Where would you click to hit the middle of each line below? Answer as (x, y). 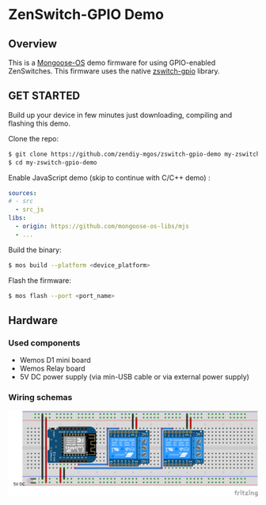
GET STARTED (44, 96)
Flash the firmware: (40, 280)
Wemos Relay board (52, 368)
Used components (44, 343)
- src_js (30, 210)
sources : (23, 193)
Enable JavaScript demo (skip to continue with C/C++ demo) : (110, 177)
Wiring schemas (40, 398)
